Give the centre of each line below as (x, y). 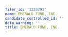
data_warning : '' (23, 23)
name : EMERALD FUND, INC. (31, 14)
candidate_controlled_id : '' (34, 18)
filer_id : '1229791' (26, 9)
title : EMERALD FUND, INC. (32, 27)
